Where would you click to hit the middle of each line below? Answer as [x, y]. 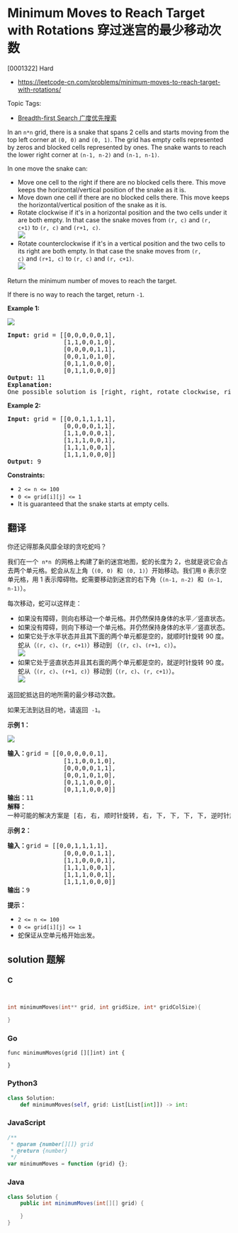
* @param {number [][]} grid [52, 1144]
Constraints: [26, 475]
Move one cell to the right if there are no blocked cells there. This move [122, 182]
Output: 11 [26, 377]
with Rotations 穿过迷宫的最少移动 [108, 31]
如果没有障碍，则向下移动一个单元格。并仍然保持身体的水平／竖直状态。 [123, 627]
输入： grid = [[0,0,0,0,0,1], [58, 753]
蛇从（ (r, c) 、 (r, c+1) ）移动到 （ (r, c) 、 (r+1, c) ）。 [99, 645]
